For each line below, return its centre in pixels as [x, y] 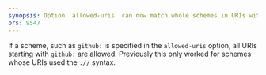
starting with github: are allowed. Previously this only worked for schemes [130, 54]
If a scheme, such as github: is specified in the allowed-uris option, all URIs [133, 45]
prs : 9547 [25, 23]
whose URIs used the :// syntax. [62, 62]
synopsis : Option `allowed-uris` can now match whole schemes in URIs [127, 15]
